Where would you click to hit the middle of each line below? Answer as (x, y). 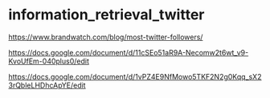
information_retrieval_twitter (106, 15)
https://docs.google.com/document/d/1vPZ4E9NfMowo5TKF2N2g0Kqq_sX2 (135, 76)
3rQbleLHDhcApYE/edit (47, 85)
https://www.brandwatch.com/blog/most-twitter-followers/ (106, 37)
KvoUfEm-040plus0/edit (49, 61)
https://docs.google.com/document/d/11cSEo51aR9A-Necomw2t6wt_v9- (129, 52)
